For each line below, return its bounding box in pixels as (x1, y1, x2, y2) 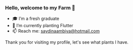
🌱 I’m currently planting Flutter (12, 23, 73, 29)
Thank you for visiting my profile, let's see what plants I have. (5, 39, 129, 45)
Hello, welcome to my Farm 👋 (5, 4, 76, 11)
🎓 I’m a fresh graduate (12, 16, 60, 21)
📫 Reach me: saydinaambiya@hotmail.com (12, 28, 100, 34)
